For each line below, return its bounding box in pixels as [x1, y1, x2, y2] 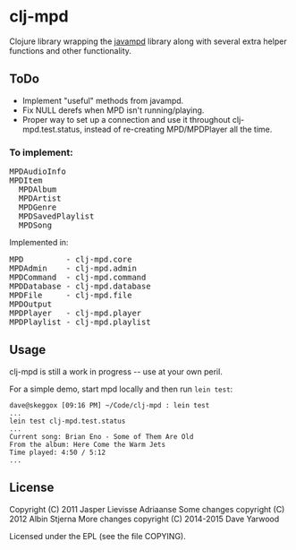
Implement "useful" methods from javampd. [21, 95, 184, 106]
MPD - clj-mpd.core [9, 254, 132, 265]
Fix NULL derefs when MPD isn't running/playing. [21, 105, 205, 116]
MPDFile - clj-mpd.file [9, 290, 132, 301]
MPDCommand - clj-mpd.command [9, 272, 147, 283]
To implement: [9, 146, 73, 159]
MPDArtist [18, 193, 62, 203]
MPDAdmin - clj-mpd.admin [9, 263, 137, 274]
